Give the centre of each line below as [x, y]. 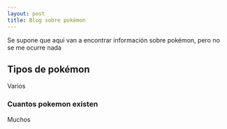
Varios [16, 86]
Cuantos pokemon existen [53, 104]
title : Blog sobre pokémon [46, 20]
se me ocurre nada [34, 47]
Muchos [19, 119]
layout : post [26, 14]
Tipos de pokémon [49, 69]
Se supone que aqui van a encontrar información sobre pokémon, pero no [113, 40]
